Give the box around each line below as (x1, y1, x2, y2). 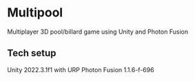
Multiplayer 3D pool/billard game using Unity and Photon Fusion (7, 27, 188, 36)
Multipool (7, 5, 63, 21)
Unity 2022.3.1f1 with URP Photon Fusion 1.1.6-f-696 (7, 65, 154, 73)
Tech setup (7, 47, 57, 59)
